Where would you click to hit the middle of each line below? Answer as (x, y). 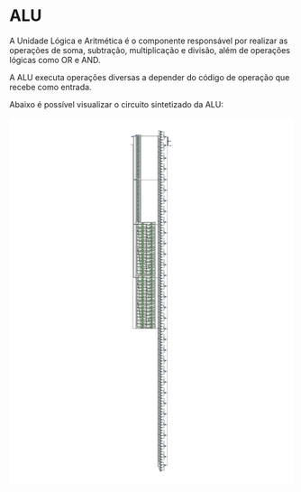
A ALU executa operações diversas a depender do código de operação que (150, 77)
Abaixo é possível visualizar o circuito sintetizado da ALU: (116, 104)
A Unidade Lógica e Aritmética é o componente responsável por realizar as (149, 41)
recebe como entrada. (50, 87)
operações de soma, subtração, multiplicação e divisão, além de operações (150, 50)
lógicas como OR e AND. (55, 60)
